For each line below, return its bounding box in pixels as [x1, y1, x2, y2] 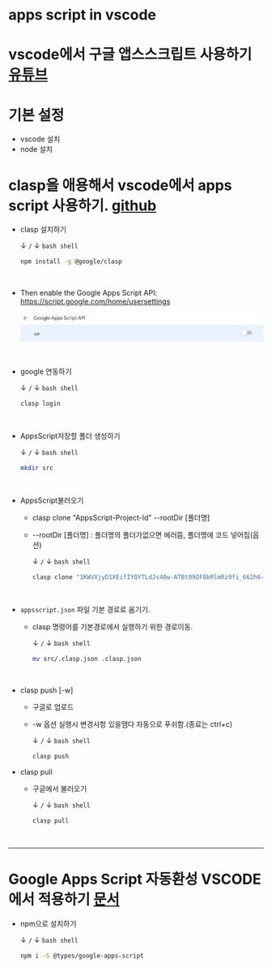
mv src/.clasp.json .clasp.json [32, 655, 142, 663]
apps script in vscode [8, 6, 156, 24]
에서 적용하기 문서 [8, 890, 120, 909]
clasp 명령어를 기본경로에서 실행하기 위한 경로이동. [32, 622, 193, 632]
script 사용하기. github [8, 197, 157, 214]
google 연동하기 [19, 367, 72, 377]
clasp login [19, 400, 61, 408]
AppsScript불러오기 [19, 495, 84, 505]
